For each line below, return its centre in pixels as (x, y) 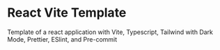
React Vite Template (67, 13)
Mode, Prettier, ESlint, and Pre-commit (62, 39)
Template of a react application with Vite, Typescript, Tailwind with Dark (110, 32)
